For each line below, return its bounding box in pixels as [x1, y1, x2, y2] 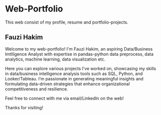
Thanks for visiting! [5, 104, 44, 110]
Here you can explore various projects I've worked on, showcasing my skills [5, 65, 156, 71]
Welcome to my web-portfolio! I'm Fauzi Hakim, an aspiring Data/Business [5, 46, 153, 51]
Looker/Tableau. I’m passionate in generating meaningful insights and [5, 76, 144, 81]
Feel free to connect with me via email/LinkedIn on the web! [5, 95, 124, 101]
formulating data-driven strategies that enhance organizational [5, 81, 130, 87]
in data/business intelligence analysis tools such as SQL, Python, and [5, 71, 143, 77]
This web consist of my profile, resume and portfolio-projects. [5, 19, 129, 25]
